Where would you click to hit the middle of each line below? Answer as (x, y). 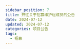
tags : (11, 34)
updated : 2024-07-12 (27, 24)
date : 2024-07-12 (24, 19)
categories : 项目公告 (27, 29)
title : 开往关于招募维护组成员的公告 (40, 15)
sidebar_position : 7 (27, 10)
